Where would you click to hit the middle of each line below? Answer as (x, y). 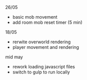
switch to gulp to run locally (41, 72)
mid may (14, 57)
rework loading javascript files (44, 67)
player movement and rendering (46, 47)
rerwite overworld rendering (41, 42)
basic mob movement (35, 17)
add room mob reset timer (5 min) (48, 22)
